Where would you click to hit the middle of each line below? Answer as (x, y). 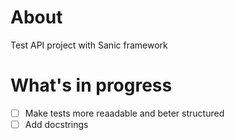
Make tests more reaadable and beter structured (124, 113)
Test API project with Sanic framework (89, 45)
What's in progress (91, 85)
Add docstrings (56, 124)
